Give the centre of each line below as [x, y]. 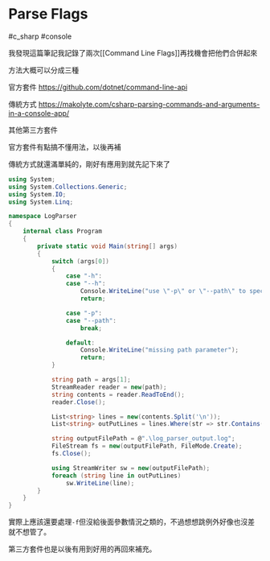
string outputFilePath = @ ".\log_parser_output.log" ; [143, 439]
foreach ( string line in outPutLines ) [116, 476]
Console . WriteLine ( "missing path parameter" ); [160, 350]
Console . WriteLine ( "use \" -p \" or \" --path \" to [163, 291]
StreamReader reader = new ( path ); [109, 387]
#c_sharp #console [40, 36]
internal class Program [63, 231]
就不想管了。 [29, 532]
